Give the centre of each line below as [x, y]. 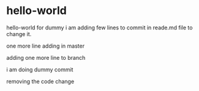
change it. [19, 34]
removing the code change [40, 81]
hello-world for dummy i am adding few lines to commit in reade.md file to [99, 27]
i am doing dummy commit [40, 69]
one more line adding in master [45, 46]
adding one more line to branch [46, 57]
